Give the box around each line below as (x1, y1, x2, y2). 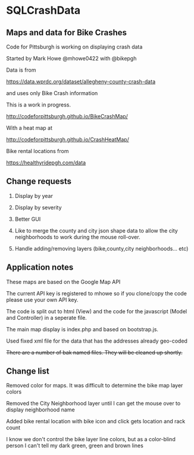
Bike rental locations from (6, 148, 69, 154)
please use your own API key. (6, 296, 79, 303)
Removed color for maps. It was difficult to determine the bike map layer (6, 382, 183, 389)
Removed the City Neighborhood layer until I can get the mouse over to (6, 400, 181, 407)
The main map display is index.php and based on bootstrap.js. (6, 325, 159, 332)
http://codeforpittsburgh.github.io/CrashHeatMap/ (6, 136, 129, 143)
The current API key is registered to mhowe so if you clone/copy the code (6, 289, 187, 297)
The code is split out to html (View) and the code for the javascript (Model (6, 307, 187, 314)
